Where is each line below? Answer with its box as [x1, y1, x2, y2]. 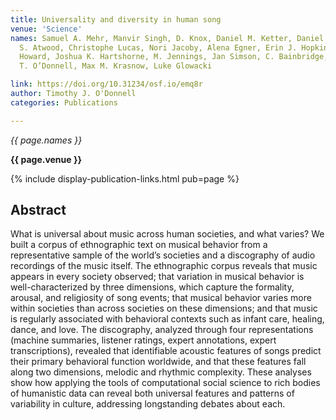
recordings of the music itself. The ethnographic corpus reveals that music [10, 260, 318, 272]
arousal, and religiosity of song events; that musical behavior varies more [10, 292, 312, 304]
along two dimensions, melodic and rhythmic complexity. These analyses [10, 366, 312, 378]
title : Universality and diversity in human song [10, 14, 222, 25]
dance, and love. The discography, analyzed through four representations [10, 324, 314, 336]
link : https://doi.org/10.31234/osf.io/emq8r [10, 79, 203, 90]
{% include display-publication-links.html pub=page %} [10, 172, 240, 185]
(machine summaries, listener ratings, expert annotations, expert [10, 334, 277, 346]
